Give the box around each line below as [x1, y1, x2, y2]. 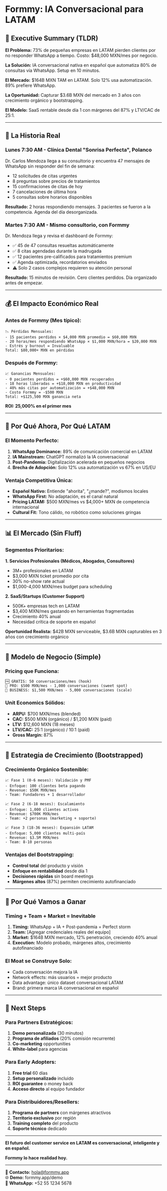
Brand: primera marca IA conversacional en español [12, 984, 119, 991]
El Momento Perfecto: [5, 437, 59, 444]
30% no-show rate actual [12, 578, 65, 584]
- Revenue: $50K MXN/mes [5, 788, 57, 793]
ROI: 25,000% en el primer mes [5, 403, 72, 409]
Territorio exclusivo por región [12, 1115, 76, 1121]
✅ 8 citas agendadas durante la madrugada [12, 248, 102, 254]
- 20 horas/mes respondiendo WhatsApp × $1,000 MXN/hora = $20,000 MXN [5, 339, 157, 344]
